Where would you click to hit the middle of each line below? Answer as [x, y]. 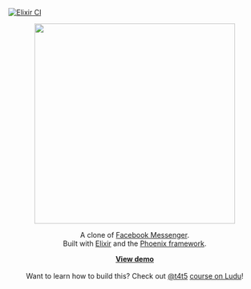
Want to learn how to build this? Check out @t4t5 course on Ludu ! [135, 276]
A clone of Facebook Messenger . [135, 235]
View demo [135, 259]
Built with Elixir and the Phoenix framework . [135, 243]
